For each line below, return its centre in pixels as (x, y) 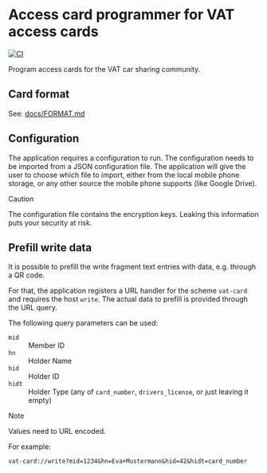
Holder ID (44, 376)
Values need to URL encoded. (57, 432)
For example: (30, 447)
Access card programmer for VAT (122, 15)
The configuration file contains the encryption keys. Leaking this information (133, 214)
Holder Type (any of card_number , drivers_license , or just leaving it (138, 392)
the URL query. (33, 308)
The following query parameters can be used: (83, 323)
